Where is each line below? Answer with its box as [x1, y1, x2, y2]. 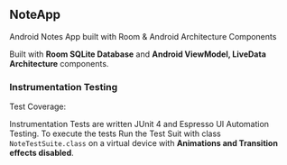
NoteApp [9, 7, 61, 23]
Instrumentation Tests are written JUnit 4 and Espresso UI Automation [9, 119, 269, 130]
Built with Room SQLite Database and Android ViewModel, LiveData [9, 49, 266, 60]
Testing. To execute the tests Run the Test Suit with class [9, 128, 221, 139]
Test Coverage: [9, 101, 67, 112]
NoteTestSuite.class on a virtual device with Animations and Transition [9, 138, 278, 149]
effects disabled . [9, 148, 74, 159]
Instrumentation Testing [9, 80, 118, 93]
